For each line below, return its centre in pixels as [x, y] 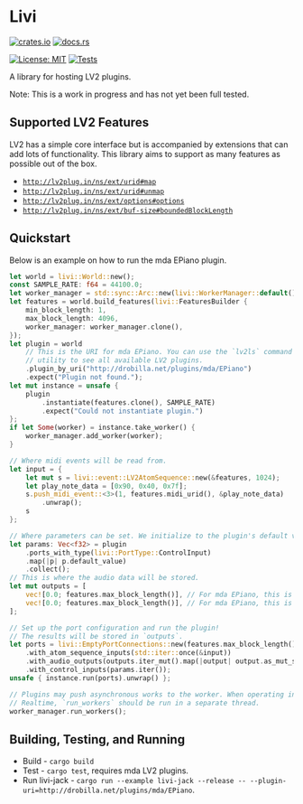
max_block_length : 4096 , [72, 318]
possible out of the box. [53, 164]
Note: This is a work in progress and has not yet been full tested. [129, 94]
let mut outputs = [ [48, 586]
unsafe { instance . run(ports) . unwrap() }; [90, 678]
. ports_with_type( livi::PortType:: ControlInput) [119, 553]
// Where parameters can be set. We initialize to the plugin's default [149, 536]
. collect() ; [48, 570]
